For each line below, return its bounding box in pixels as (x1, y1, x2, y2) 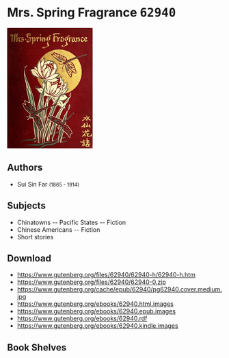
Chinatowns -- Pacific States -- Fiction (16, 218, 126, 226)
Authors (7, 162, 43, 174)
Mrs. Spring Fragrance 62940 (7, 5, 176, 21)
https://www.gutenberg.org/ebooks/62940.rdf (16, 314, 148, 323)
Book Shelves (7, 342, 67, 353)
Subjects (7, 200, 46, 212)
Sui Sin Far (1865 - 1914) (16, 180, 80, 188)
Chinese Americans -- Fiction (16, 225, 100, 234)
